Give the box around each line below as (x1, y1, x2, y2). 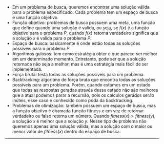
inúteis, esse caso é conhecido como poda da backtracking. (12, 98, 133, 103)
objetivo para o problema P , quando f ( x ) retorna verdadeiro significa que (12, 30, 159, 36)
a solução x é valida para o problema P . (12, 35, 92, 41)
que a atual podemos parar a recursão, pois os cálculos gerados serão (12, 92, 155, 98)
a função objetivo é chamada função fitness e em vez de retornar (12, 108, 144, 114)
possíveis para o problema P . (12, 46, 71, 51)
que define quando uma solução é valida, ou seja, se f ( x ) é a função (12, 25, 149, 31)
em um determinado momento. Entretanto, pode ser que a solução (12, 56, 146, 62)
